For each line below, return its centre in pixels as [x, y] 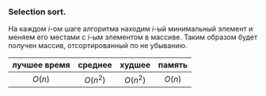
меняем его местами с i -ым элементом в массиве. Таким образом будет [133, 37]
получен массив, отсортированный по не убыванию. [98, 46]
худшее [135, 65]
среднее [95, 65]
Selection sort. [37, 12]
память [173, 65]
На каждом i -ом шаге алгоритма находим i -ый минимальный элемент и [131, 29]
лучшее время [41, 65]
